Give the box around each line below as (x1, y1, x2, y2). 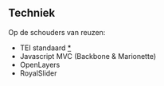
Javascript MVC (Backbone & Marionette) (19, 51, 157, 61)
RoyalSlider (19, 68, 57, 78)
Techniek (8, 6, 56, 20)
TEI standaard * (19, 43, 72, 53)
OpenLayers (19, 60, 61, 69)
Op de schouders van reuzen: (8, 27, 106, 37)
